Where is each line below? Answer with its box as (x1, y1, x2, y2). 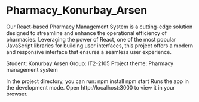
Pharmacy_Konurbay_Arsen (6, 4, 148, 17)
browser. (6, 90, 28, 97)
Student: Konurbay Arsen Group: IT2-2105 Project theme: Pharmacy (6, 60, 174, 67)
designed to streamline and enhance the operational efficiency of (6, 29, 167, 36)
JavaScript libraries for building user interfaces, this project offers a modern (6, 42, 194, 49)
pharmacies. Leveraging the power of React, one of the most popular (6, 36, 176, 43)
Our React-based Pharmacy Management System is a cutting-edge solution (6, 23, 193, 30)
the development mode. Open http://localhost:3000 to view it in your (6, 84, 175, 91)
